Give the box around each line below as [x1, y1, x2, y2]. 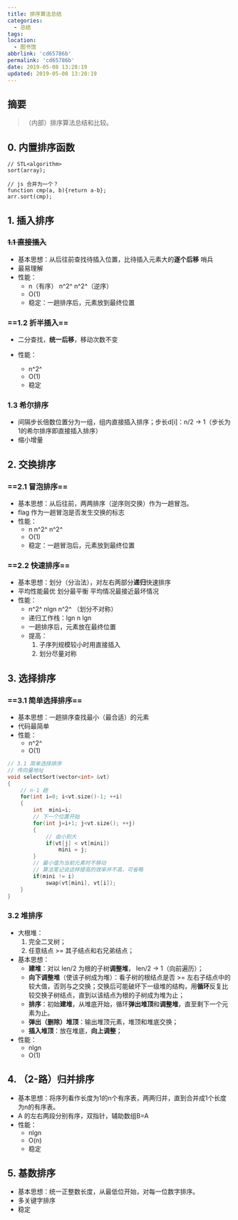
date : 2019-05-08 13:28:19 [7, 63, 88, 71]
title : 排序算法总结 [7, 10, 62, 18]
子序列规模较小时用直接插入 [38, 641, 121, 649]
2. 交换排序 [7, 458, 56, 470]
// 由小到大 [45, 833, 77, 840]
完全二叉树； [28, 937, 66, 946]
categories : [7, 17, 43, 24]
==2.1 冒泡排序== [7, 482, 68, 492]
